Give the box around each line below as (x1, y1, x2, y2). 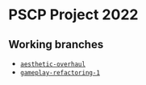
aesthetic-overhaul (19, 60, 86, 68)
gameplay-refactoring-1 (19, 69, 101, 77)
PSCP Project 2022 (8, 6, 139, 24)
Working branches (8, 38, 104, 51)
